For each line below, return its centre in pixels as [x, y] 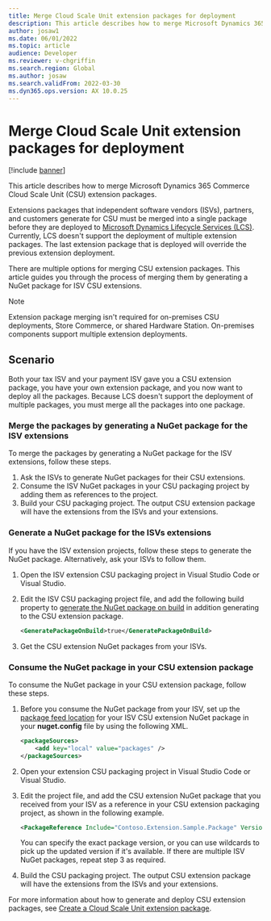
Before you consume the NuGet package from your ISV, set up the [130, 709]
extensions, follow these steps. [60, 462]
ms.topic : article [39, 46]
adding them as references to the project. [89, 495]
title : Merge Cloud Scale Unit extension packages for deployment [122, 16]
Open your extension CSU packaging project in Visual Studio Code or [135, 771]
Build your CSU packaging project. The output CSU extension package [138, 503]
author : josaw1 [34, 31]
